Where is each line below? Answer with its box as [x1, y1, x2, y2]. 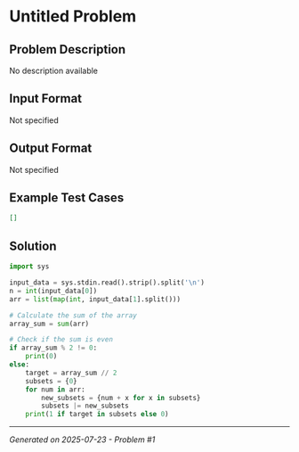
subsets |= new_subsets [41, 401, 129, 411]
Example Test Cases [9, 190, 125, 206]
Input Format [9, 91, 83, 106]
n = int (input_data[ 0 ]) [9, 286, 98, 295]
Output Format [9, 141, 93, 156]
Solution [9, 238, 57, 253]
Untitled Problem [9, 6, 137, 27]
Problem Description [9, 42, 126, 57]
